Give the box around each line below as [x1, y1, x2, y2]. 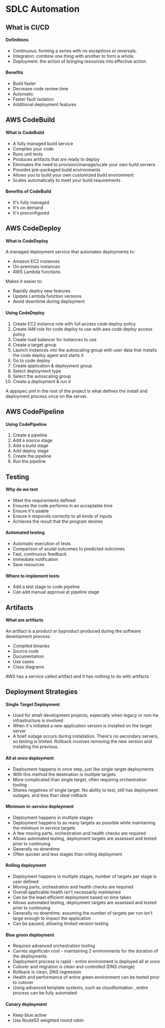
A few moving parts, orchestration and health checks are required [12, 830, 146, 836]
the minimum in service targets [12, 825, 76, 831]
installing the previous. [12, 744, 59, 750]
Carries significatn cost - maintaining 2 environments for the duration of [12, 948, 159, 954]
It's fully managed [12, 199, 50, 205]
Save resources [12, 561, 45, 567]
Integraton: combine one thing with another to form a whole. [12, 53, 135, 59]
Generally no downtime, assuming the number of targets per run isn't [12, 910, 153, 916]
